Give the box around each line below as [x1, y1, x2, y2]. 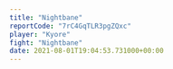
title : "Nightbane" [9, 13, 83, 22]
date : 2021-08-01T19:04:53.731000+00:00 [9, 47, 165, 56]
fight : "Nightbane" [9, 38, 83, 47]
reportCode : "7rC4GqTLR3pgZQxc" [9, 22, 131, 30]
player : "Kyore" [9, 30, 71, 39]
